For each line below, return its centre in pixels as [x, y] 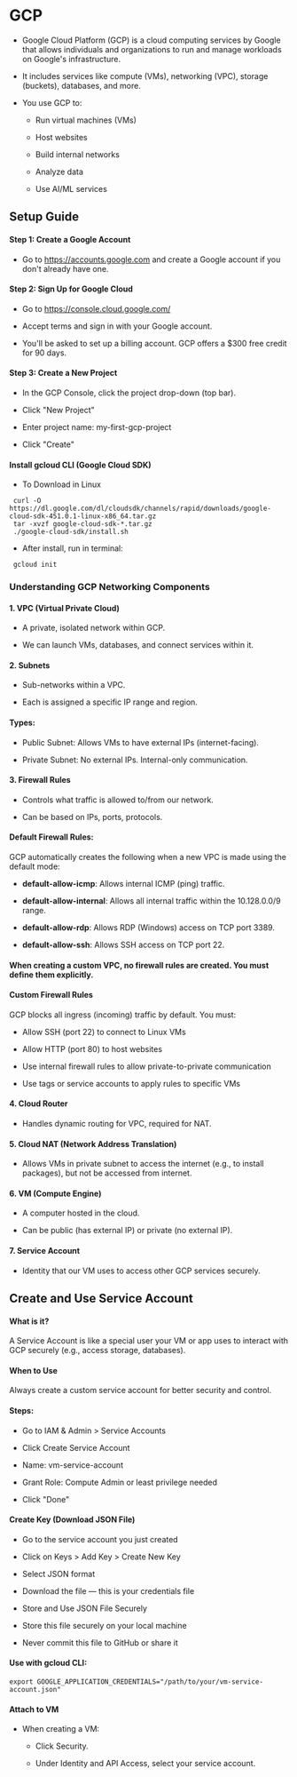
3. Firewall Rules [40, 780]
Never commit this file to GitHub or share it [100, 1642]
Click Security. [62, 1746]
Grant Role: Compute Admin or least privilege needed [120, 1482]
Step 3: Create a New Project [63, 373]
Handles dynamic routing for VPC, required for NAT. [117, 1124]
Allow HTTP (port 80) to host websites [92, 1048]
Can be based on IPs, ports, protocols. [92, 817]
